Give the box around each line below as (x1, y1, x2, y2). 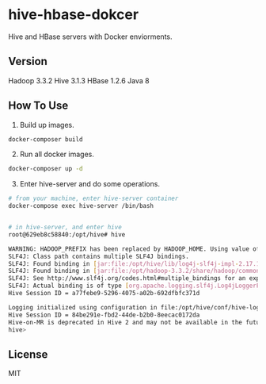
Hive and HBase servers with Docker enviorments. (8, 32, 173, 41)
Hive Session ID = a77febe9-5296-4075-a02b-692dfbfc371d (8, 290, 200, 298)
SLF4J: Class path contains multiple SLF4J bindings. (8, 252, 190, 260)
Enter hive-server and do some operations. (19, 179, 161, 189)
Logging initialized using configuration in (8, 303, 158, 311)
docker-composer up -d (8, 165, 83, 173)
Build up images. (19, 120, 75, 129)
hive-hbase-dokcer (8, 6, 139, 24)
